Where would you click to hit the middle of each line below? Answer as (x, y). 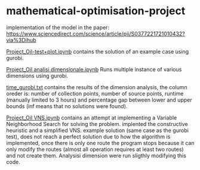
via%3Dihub (21, 40)
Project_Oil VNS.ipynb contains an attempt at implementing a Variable (92, 118)
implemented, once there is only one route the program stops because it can (100, 143)
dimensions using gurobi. (37, 75)
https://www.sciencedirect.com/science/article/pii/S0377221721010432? (96, 33)
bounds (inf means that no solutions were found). (67, 106)
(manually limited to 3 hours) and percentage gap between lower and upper (99, 100)
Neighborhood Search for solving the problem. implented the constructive (97, 124)
